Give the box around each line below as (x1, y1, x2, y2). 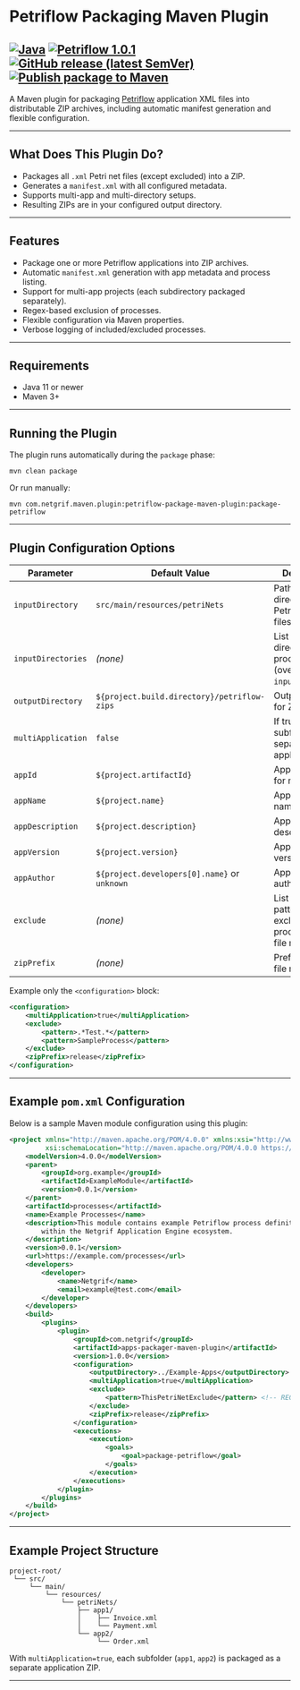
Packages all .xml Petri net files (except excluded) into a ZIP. (21, 170, 246, 181)
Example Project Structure (9, 1542, 159, 1558)
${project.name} (95, 796, 165, 807)
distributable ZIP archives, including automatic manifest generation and (9, 103, 271, 114)
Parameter (28, 567, 73, 579)
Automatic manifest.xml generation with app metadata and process (21, 267, 271, 277)
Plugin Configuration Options (9, 540, 176, 556)
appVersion (13, 848, 60, 858)
